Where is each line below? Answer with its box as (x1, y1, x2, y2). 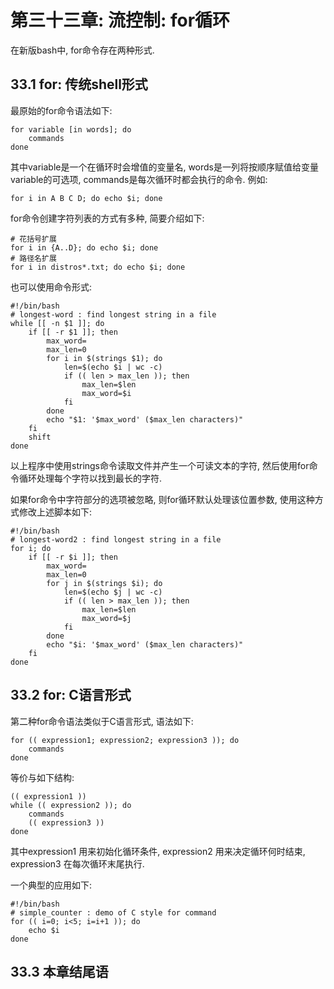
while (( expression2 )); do (10, 800, 132, 810)
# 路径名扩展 (10, 253, 57, 263)
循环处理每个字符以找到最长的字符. (18, 472, 163, 484)
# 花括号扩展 (10, 234, 57, 244)
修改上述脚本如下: (18, 506, 93, 518)
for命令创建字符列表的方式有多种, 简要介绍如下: (10, 212, 205, 224)
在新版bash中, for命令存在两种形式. (10, 44, 155, 56)
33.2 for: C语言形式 (10, 687, 132, 704)
